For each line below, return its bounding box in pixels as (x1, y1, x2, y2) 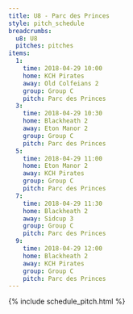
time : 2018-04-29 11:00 (23, 154, 103, 162)
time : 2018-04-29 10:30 (23, 110, 103, 118)
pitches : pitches (15, 42, 74, 50)
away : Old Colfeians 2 (23, 79, 99, 87)
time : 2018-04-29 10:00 (23, 65, 103, 73)
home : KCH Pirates (23, 72, 85, 80)
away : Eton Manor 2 (23, 124, 89, 132)
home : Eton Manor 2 (23, 162, 89, 170)
